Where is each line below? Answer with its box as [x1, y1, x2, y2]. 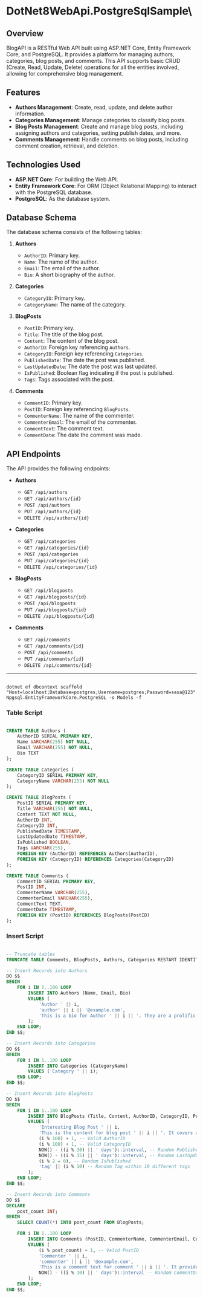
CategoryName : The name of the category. [24, 301, 126, 308]
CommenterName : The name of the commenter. [24, 412, 135, 420]
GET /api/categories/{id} [24, 545, 89, 551]
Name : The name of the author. [24, 258, 98, 265]
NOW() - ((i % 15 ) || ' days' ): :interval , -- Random [38, 1152, 174, 1158]
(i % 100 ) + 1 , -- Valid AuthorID [38, 1135, 126, 1142]
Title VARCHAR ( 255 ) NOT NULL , [17, 806, 94, 812]
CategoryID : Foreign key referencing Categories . [24, 350, 144, 357]
